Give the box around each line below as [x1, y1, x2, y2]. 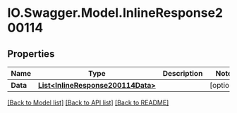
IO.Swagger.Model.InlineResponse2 [7, 5, 224, 21]
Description [162, 69, 203, 78]
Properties [7, 48, 55, 60]
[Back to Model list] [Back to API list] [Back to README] [7, 98, 169, 107]
